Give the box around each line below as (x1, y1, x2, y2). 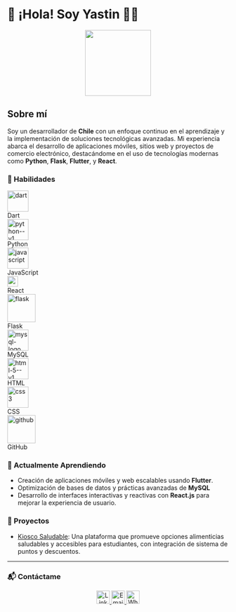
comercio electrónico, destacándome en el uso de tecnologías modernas (7, 149, 219, 157)
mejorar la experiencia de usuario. (17, 498, 117, 507)
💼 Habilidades (7, 174, 55, 184)
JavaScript (7, 268, 39, 277)
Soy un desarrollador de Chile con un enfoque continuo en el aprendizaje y (7, 126, 225, 135)
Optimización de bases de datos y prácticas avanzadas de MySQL (17, 484, 211, 492)
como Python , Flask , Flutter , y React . (7, 157, 117, 165)
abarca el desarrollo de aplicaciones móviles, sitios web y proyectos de (7, 142, 214, 150)
